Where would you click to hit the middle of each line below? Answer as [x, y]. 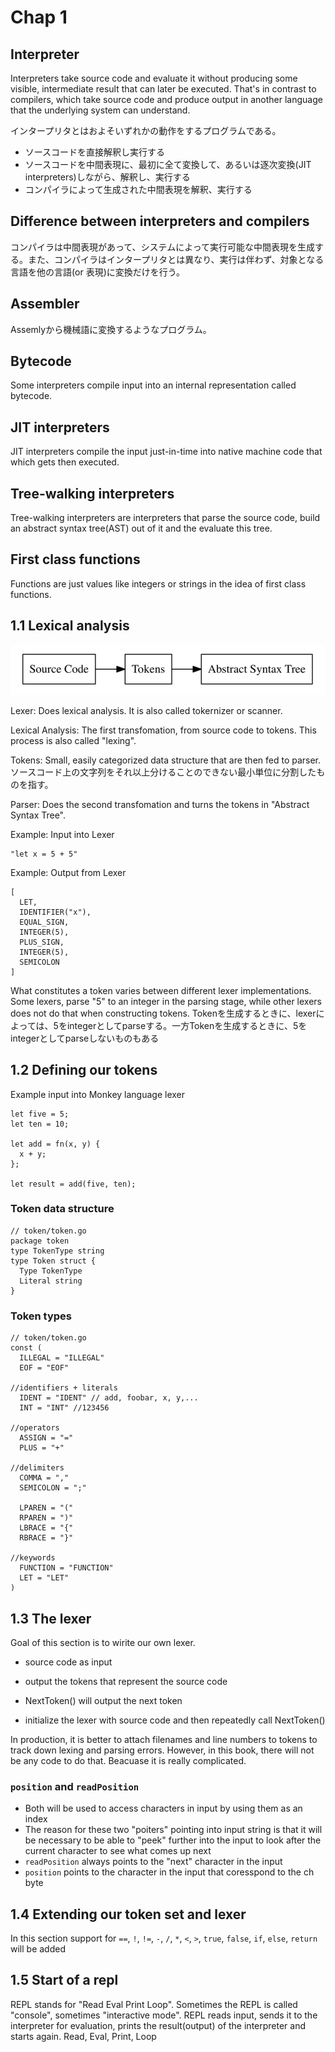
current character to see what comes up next [118, 1851]
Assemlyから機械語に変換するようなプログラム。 [111, 329]
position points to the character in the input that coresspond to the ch [169, 1872]
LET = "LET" [44, 1578]
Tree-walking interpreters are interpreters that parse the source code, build [165, 518]
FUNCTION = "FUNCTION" [66, 1568]
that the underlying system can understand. [100, 110]
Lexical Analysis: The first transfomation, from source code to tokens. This [163, 730]
